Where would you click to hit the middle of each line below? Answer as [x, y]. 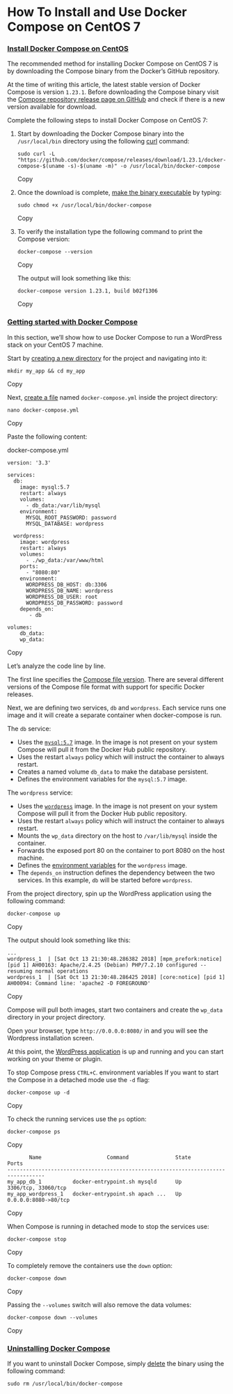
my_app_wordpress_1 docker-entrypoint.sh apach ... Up [95, 1194]
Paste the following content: [47, 437]
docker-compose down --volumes [53, 1317]
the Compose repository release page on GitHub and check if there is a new [116, 100]
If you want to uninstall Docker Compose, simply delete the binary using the [116, 1364]
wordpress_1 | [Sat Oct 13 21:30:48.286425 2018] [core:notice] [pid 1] [116, 977]
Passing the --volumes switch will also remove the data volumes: [99, 1305]
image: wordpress [45, 542]
